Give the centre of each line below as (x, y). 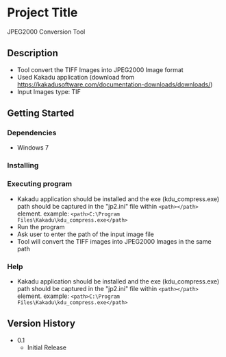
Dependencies (32, 133)
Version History (41, 324)
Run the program (41, 227)
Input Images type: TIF (49, 91)
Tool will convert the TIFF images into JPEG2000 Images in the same (114, 241)
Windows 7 (33, 148)
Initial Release (47, 347)
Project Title (42, 13)
